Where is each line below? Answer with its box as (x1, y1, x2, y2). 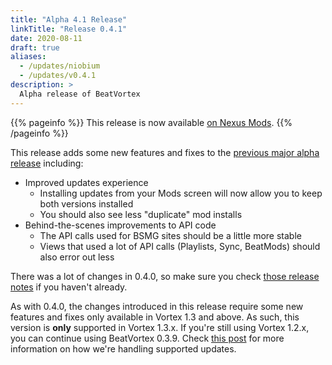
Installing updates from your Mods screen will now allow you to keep (39, 187, 323, 199)
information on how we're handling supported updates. (10, 342, 237, 355)
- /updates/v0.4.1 (19, 71, 97, 81)
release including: (10, 157, 84, 169)
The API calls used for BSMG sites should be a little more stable (39, 229, 302, 241)
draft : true (10, 42, 60, 53)
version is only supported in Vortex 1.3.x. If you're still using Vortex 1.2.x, (10, 321, 310, 333)
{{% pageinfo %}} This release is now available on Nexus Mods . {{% (10, 116, 293, 128)
